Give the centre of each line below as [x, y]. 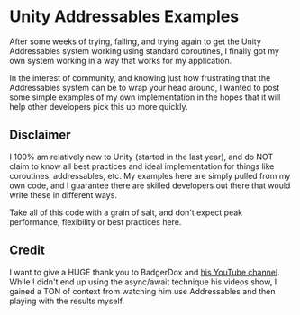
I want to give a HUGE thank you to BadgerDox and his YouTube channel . [145, 272]
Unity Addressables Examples [124, 17]
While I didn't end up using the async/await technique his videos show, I [143, 282]
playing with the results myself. [67, 301]
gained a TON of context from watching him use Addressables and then [143, 291]
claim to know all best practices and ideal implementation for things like [142, 166]
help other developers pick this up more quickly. [99, 106]
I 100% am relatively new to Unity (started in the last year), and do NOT [141, 157]
